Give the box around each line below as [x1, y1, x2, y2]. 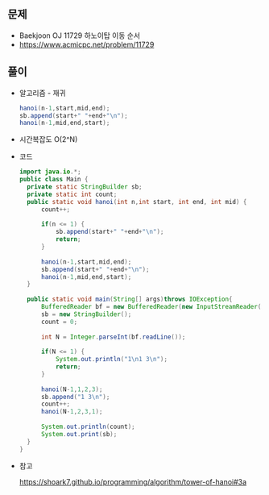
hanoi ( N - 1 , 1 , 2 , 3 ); [40, 385, 103, 393]
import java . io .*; [19, 168, 81, 176]
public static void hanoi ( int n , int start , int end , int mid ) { [27, 198, 247, 206]
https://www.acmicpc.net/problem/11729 [19, 40, 155, 49]
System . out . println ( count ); [40, 422, 135, 431]
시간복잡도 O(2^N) [19, 135, 78, 144]
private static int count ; [27, 190, 118, 198]
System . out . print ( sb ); [40, 430, 118, 438]
